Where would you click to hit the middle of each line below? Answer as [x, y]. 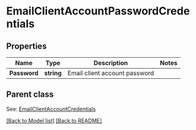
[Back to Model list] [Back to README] [54, 120]
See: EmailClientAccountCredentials [51, 109]
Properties [27, 46]
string [53, 73]
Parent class [30, 94]
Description [111, 63]
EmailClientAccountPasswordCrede [98, 11]
